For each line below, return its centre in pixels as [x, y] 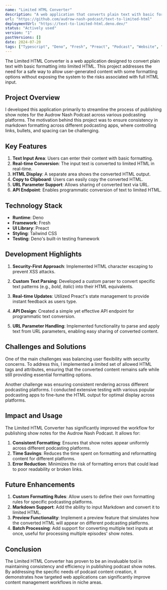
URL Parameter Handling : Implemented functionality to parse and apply [86, 326]
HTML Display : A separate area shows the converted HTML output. [81, 174]
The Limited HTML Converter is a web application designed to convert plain [83, 61]
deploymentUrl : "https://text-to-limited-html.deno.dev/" [66, 24]
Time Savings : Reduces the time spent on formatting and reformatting [84, 453]
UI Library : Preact [31, 228]
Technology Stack [34, 206]
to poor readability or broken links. [47, 469]
